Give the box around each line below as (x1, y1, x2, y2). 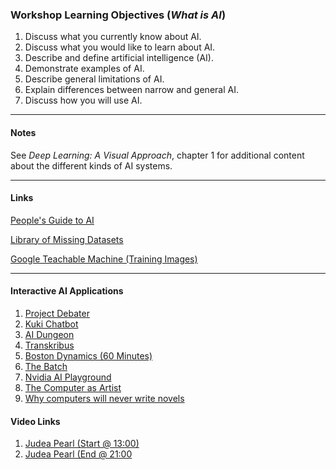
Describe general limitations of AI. (24, 73, 165, 85)
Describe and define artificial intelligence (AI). (24, 52, 214, 64)
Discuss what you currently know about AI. (24, 31, 202, 43)
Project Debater (24, 307, 90, 319)
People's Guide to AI (10, 214, 95, 226)
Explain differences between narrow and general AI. (24, 84, 239, 96)
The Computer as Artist (24, 381, 122, 393)
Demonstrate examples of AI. (24, 63, 145, 75)
